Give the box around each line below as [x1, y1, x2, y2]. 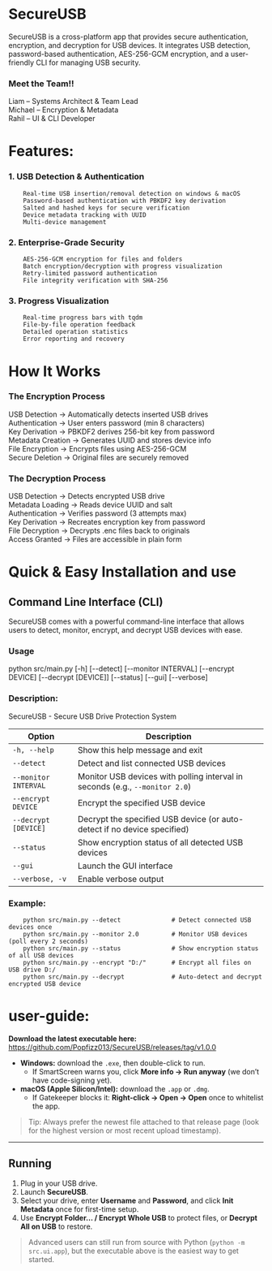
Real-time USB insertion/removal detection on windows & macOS [23, 189, 241, 197]
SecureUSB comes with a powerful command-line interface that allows [8, 616, 244, 626]
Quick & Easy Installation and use [8, 563, 236, 581]
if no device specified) [104, 824, 189, 835]
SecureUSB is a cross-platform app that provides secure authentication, [8, 32, 249, 41]
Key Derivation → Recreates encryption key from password [8, 517, 206, 527]
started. [28, 1254, 55, 1264]
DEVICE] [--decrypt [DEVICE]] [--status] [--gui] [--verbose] [8, 672, 208, 682]
